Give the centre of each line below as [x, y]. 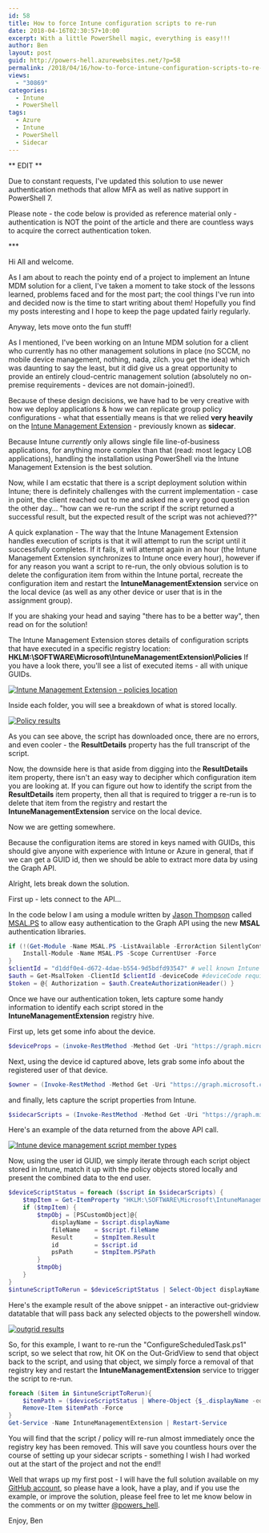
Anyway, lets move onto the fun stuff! [70, 326]
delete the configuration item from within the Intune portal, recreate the [126, 575]
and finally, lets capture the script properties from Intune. [102, 1100]
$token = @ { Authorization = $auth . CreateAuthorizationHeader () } [121, 983]
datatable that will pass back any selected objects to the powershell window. [134, 1313]
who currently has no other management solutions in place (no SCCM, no [129, 350]
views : [19, 75]
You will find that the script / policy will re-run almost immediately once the [132, 1438]
